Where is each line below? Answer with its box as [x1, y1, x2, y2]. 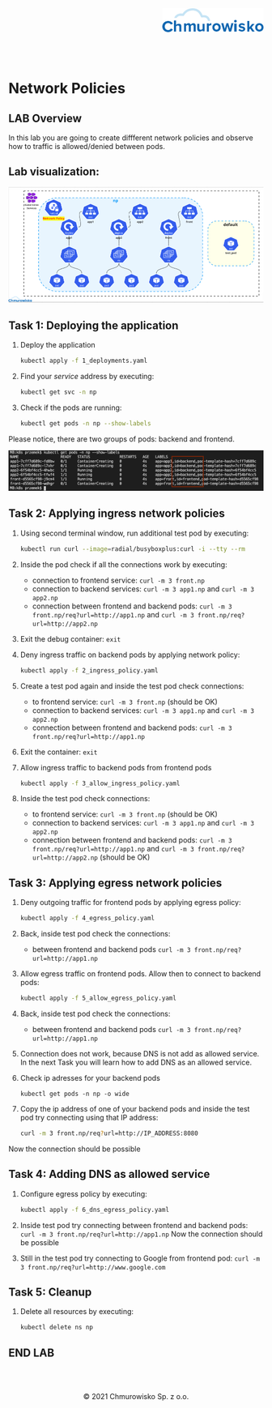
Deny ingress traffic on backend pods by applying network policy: [19, 650, 240, 659]
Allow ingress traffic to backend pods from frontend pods [19, 762, 212, 772]
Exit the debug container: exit [19, 634, 121, 643]
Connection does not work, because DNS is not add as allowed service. [19, 1048, 260, 1058]
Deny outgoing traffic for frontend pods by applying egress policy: [19, 898, 241, 907]
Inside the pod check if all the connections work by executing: [19, 559, 228, 570]
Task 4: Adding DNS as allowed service [8, 1167, 210, 1181]
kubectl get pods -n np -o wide [19, 1090, 130, 1098]
